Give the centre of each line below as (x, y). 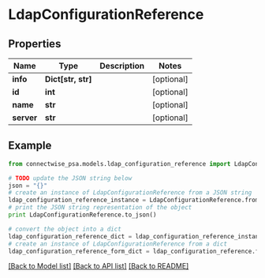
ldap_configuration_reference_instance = (77, 200)
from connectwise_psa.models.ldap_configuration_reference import (119, 163)
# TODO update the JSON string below (70, 178)
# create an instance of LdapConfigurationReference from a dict (118, 244)
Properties (35, 44)
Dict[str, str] (68, 79)
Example (30, 146)
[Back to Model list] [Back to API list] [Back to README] (99, 266)
